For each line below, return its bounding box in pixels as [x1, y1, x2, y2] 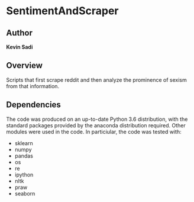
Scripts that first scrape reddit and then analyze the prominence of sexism [6, 76, 187, 84]
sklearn [14, 139, 34, 146]
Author [6, 28, 33, 38]
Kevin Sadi [6, 43, 33, 50]
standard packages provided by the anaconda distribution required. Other [6, 121, 186, 129]
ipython [14, 171, 34, 178]
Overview [6, 60, 43, 70]
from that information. [6, 82, 60, 89]
